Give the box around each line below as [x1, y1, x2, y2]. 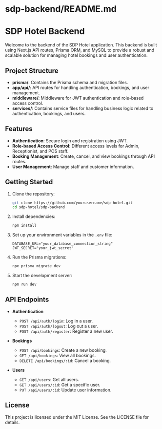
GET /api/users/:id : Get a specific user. [19, 382, 101, 387]
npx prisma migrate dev [12, 264, 61, 269]
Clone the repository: [12, 191, 55, 196]
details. [5, 419, 20, 425]
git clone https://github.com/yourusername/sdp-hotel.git [12, 200, 133, 205]
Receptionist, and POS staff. [12, 148, 69, 154]
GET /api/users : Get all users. [19, 376, 80, 382]
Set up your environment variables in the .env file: [12, 232, 113, 238]
